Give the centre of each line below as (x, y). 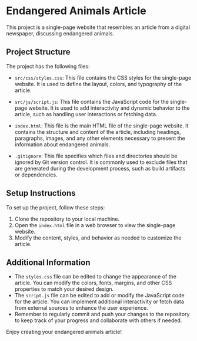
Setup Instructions (41, 193)
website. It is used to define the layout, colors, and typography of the (98, 84)
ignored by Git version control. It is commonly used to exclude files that (101, 162)
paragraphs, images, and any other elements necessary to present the (100, 138)
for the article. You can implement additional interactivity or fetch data (99, 301)
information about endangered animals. (62, 144)
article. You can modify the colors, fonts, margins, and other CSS (93, 283)
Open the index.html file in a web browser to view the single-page (95, 225)
